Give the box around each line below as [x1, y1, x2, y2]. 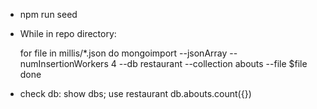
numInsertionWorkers [19, 58, 109, 69]
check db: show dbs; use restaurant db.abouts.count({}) [19, 88, 252, 99]
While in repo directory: [19, 28, 117, 39]
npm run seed [19, 9, 78, 20]
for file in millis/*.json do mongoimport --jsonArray [19, 47, 228, 59]
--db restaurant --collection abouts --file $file [118, 58, 308, 69]
